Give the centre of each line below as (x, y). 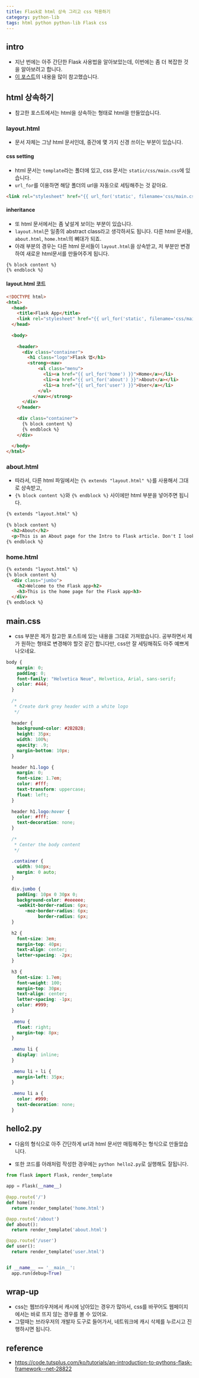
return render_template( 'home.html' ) (58, 1208)
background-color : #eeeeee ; (51, 900)
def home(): (21, 1203)
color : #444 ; (33, 685)
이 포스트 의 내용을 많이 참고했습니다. (57, 77)
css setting (20, 156)
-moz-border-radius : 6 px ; (57, 911)
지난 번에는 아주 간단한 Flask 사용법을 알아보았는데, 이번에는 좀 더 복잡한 (98, 62)
